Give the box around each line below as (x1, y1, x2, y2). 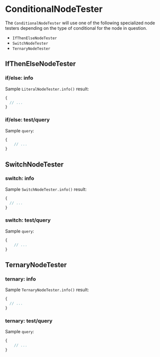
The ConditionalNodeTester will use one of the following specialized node (5, 20, 155, 26)
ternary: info (5, 275, 36, 282)
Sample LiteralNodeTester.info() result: (5, 86, 89, 92)
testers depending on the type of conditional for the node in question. (5, 25, 147, 31)
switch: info (5, 175, 35, 182)
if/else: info (5, 74, 34, 81)
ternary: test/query (5, 317, 53, 324)
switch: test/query (5, 217, 51, 224)
